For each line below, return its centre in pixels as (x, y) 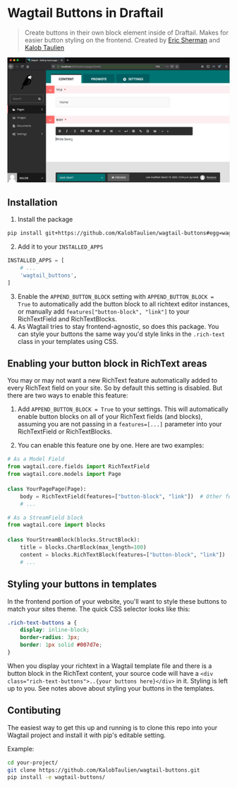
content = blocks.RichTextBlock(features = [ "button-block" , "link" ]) (123, 555)
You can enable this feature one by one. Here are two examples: (111, 446)
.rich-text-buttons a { (42, 623)
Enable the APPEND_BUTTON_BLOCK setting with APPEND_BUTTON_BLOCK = (116, 296)
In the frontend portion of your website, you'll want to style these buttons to (117, 601)
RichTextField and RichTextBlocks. (67, 318)
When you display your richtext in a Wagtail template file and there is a (110, 666)
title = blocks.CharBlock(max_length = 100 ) (83, 548)
